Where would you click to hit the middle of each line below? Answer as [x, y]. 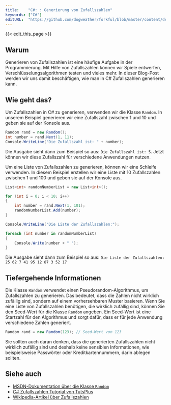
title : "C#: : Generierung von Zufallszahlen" [59, 10]
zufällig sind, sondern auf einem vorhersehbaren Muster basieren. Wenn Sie [85, 301]
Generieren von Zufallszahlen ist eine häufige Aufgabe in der [69, 62]
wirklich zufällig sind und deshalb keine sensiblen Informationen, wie [77, 347]
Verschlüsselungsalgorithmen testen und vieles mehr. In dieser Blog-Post [82, 73]
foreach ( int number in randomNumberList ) [51, 233]
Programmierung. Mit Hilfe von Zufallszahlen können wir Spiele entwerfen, [83, 68]
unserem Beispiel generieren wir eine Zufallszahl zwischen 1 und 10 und [81, 117]
